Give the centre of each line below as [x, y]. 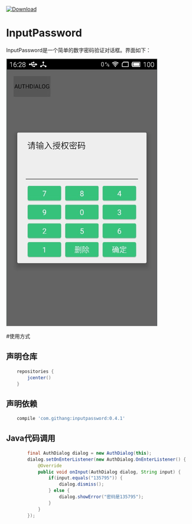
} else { [59, 491]
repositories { [35, 371]
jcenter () [39, 378]
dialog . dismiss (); [82, 484]
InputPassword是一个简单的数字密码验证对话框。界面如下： [79, 50]
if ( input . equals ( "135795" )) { [85, 478]
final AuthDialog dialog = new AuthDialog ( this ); [90, 453]
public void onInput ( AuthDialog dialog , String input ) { [109, 472]
